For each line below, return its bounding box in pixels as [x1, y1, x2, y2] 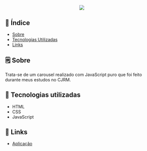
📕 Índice [5, 18, 30, 27]
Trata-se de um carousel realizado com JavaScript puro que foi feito [5, 72, 142, 77]
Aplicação [12, 141, 33, 147]
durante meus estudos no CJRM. [5, 76, 72, 82]
